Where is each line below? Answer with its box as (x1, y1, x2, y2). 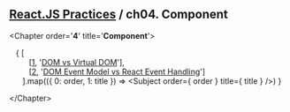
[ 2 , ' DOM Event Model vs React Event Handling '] (28, 66, 206, 77)
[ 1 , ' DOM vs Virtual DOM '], (28, 56, 126, 67)
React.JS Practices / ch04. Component (9, 7, 228, 22)
